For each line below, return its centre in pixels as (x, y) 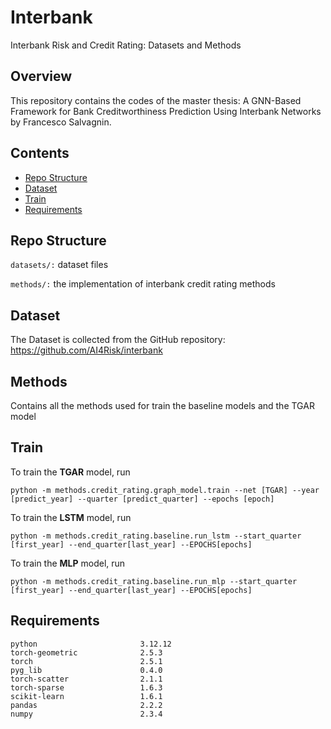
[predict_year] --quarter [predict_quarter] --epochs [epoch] (142, 499)
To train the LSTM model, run (71, 517)
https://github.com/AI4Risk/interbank (86, 350)
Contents (40, 153)
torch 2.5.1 (86, 661)
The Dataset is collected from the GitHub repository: (118, 340)
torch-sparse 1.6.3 (86, 687)
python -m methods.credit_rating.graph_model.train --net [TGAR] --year (165, 490)
